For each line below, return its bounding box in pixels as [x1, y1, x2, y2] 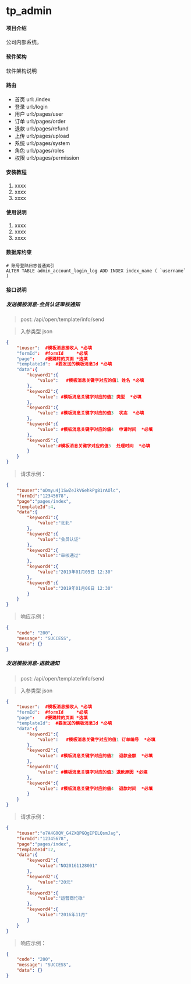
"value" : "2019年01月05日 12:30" [37, 569, 114, 575]
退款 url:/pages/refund [14, 125, 69, 132]
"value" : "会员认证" [37, 536, 82, 542]
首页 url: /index [14, 95, 51, 103]
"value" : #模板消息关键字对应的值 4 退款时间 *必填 [37, 785, 153, 792]
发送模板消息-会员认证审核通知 [6, 301, 80, 308]
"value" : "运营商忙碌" [37, 896, 86, 902]
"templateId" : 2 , [16, 847, 56, 852]
